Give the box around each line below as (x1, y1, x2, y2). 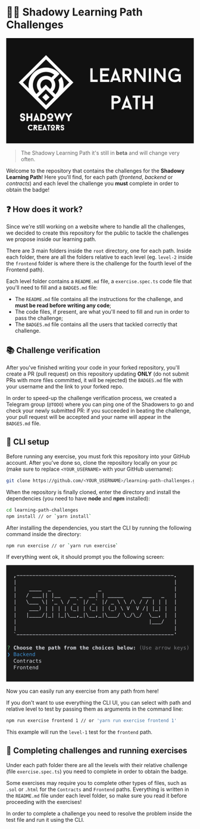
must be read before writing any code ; (14, 302, 112, 309)
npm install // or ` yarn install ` (6, 513, 92, 520)
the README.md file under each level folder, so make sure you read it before (6, 792, 187, 799)
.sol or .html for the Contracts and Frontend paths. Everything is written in (6, 786, 189, 793)
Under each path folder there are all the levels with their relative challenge (6, 761, 187, 768)
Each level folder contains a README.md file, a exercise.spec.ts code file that (6, 278, 192, 285)
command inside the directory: (6, 530, 82, 537)
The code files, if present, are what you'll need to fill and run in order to (14, 308, 190, 315)
